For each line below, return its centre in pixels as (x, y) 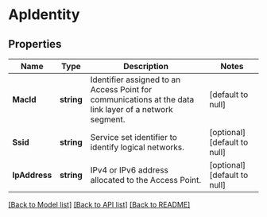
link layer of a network (132, 109)
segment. (108, 119)
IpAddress (32, 175)
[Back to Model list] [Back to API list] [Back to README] (99, 205)
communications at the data (142, 99)
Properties (35, 44)
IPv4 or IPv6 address (130, 170)
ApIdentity (44, 15)
